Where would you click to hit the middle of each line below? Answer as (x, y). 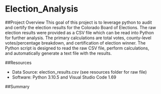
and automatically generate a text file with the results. (59, 53)
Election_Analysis (42, 9)
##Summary (17, 86)
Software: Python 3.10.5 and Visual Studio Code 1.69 (64, 77)
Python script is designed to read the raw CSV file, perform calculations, (77, 48)
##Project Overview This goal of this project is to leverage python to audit (79, 22)
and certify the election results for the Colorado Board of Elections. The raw (80, 27)
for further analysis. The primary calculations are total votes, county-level (78, 38)
